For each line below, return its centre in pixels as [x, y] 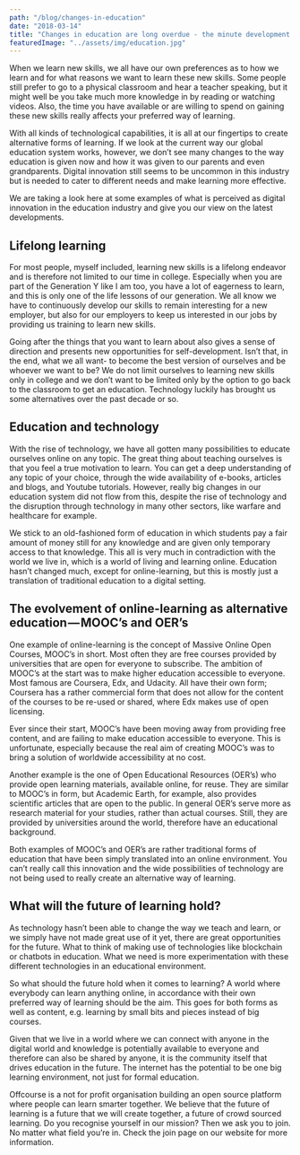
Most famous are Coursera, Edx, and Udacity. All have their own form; [138, 682]
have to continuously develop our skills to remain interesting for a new [139, 305]
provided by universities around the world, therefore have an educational [144, 822]
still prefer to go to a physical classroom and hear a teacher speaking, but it [149, 87]
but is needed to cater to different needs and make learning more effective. [148, 181]
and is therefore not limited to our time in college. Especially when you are [146, 277]
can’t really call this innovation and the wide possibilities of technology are [146, 868]
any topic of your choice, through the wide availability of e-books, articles [146, 477]
